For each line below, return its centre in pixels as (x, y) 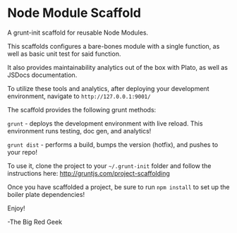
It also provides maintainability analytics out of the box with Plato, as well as (117, 67)
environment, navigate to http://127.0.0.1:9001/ (79, 96)
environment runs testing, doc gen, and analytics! (79, 131)
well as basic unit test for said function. (64, 54)
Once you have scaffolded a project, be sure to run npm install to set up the (119, 187)
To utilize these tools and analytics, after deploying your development (108, 88)
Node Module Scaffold (74, 13)
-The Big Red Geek (35, 222)
